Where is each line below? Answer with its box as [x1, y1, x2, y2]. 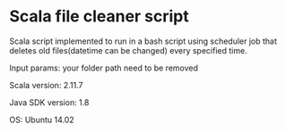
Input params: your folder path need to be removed [9, 62, 199, 73]
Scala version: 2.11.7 [9, 79, 83, 90]
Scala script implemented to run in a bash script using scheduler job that [9, 36, 278, 46]
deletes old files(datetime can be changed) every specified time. [9, 45, 248, 55]
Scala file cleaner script [9, 6, 190, 27]
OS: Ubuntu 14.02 [9, 114, 74, 125]
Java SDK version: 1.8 [9, 96, 90, 108]
